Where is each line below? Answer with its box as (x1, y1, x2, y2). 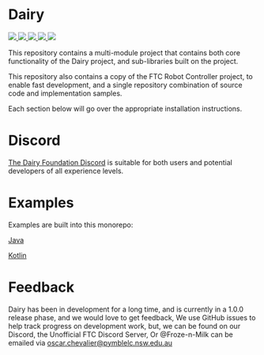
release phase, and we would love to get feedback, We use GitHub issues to (8, 312, 256, 322)
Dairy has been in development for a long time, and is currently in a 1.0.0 (8, 304, 243, 314)
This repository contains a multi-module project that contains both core (8, 47, 241, 57)
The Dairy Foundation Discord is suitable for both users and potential (8, 157, 233, 167)
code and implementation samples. (8, 89, 123, 98)
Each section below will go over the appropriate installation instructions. (8, 104, 243, 113)
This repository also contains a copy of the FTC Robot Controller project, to (8, 71, 253, 81)
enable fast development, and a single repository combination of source (8, 80, 243, 89)
